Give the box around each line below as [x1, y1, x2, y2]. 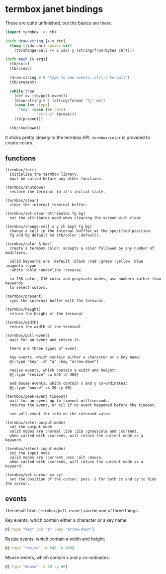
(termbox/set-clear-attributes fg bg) [5, 211, 85, 216]
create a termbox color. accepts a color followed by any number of [9, 245, 155, 251]
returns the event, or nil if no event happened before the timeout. [9, 402, 157, 408]
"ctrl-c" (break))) [36, 112, 77, 117]
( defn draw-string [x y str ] [5, 38, 66, 43]
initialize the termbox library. [9, 172, 79, 177]
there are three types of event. [9, 346, 79, 351]
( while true [9, 89, 35, 94]
